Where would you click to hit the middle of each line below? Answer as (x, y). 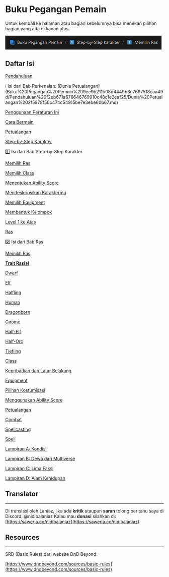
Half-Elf (13, 331)
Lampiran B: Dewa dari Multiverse (40, 458)
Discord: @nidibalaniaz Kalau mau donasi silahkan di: (61, 516)
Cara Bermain (19, 122)
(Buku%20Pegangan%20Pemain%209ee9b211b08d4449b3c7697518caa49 (84, 91)
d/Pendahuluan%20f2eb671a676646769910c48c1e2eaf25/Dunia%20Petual (84, 97)
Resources (22, 537)
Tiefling (13, 351)
